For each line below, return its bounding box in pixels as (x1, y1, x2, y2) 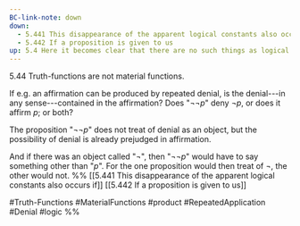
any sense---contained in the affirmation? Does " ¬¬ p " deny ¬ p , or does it (9, 97, 281, 108)
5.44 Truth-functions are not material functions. (9, 71, 185, 81)
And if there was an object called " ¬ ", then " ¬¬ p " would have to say (9, 151, 259, 162)
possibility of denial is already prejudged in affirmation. (9, 134, 212, 145)
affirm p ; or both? (9, 107, 74, 118)
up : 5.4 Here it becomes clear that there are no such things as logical (9, 46, 290, 55)
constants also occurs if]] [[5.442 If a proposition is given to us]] (9, 180, 247, 190)
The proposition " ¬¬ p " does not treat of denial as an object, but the (9, 124, 257, 135)
